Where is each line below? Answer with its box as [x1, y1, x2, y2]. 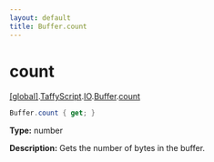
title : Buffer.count [9, 22, 88, 31]
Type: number [9, 125, 64, 137]
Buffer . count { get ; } [9, 108, 96, 118]
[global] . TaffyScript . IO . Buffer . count [9, 91, 141, 102]
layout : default [9, 13, 71, 23]
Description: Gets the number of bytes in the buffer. [9, 143, 206, 154]
